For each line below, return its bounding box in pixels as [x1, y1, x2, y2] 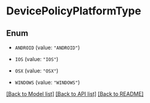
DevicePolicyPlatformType [6, 4, 142, 18]
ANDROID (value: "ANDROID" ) [14, 44, 80, 51]
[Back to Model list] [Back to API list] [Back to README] [6, 90, 144, 97]
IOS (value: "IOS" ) [14, 56, 59, 62]
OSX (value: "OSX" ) [14, 67, 59, 74]
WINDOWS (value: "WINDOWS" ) [14, 79, 80, 86]
